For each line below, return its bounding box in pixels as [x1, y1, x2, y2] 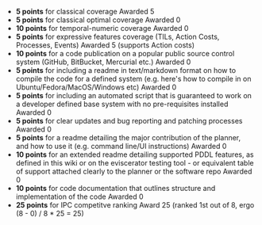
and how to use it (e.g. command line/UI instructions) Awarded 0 [15, 142, 227, 151]
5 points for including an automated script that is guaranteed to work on [15, 91, 252, 100]
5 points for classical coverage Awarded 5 [15, 7, 155, 16]
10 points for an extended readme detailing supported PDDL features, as [15, 150, 254, 159]
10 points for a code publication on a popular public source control [15, 49, 235, 58]
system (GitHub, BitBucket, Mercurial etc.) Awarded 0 [15, 57, 191, 67]
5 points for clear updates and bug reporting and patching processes [15, 116, 243, 125]
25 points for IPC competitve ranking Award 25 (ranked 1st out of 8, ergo [15, 200, 255, 209]
